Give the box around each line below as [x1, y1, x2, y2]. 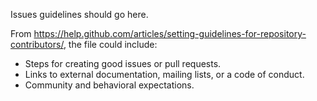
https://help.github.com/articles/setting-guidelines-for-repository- [33, 28, 307, 39]
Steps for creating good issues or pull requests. [24, 58, 222, 69]
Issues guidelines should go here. [10, 9, 149, 20]
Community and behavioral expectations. [24, 79, 195, 91]
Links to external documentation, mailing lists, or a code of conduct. [24, 69, 305, 80]
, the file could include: [63, 39, 158, 50]
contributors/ [10, 39, 64, 50]
